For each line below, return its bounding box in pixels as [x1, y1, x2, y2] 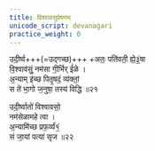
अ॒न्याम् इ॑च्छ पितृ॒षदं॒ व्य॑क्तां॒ [9, 74, 80, 84]
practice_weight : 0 [9, 29, 81, 38]
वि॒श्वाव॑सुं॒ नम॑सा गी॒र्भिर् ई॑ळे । [9, 64, 87, 75]
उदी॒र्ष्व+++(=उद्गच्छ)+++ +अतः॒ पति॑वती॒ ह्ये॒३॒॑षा [9, 54, 146, 65]
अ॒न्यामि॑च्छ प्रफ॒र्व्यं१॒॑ [9, 122, 60, 132]
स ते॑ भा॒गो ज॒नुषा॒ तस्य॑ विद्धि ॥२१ [9, 83, 99, 94]
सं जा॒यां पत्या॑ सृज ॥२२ [9, 131, 74, 142]
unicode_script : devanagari [9, 21, 113, 30]
